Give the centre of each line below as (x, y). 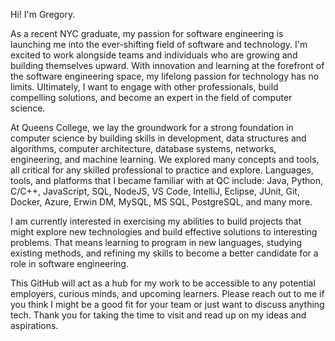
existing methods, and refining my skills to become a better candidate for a (164, 253)
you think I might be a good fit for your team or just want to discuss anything (167, 304)
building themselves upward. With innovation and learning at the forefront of (167, 65)
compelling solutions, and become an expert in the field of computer (151, 97)
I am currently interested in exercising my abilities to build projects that (156, 221)
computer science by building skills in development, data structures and (158, 138)
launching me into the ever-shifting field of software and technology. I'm (159, 44)
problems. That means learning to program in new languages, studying (156, 242)
